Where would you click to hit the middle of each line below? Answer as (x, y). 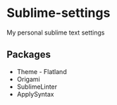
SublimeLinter (37, 87)
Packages (29, 55)
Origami (28, 79)
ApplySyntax (35, 94)
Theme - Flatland (42, 71)
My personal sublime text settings (56, 32)
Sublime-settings (58, 13)
